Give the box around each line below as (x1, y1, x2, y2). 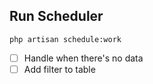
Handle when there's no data (23, 52, 144, 64)
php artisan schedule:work (9, 34, 122, 44)
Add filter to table (23, 63, 96, 75)
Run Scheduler (9, 8, 104, 25)
